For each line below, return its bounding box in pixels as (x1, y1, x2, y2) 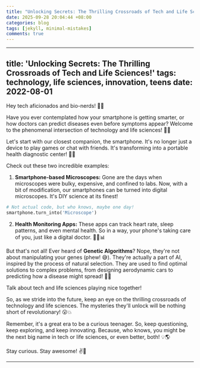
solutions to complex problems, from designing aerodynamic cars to (6, 266, 174, 273)
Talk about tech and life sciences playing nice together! (6, 284, 142, 291)
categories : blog (6, 20, 49, 26)
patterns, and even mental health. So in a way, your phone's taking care (14, 227, 191, 234)
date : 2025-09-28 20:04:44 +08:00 (6, 14, 92, 20)
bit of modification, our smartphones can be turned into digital (14, 186, 168, 194)
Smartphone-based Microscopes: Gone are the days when (14, 173, 162, 180)
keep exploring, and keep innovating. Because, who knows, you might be (6, 326, 186, 333)
